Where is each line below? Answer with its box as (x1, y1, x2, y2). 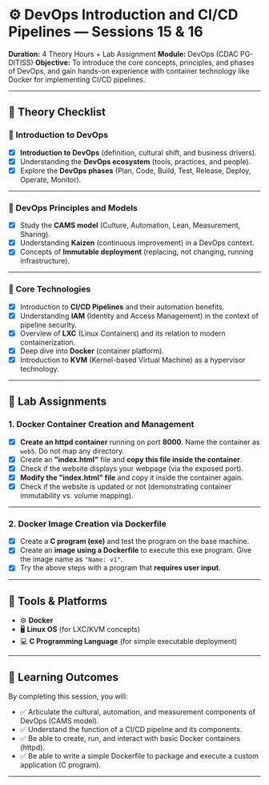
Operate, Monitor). (19, 175, 82, 184)
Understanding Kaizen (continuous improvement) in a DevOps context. (19, 238, 255, 248)
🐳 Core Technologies (8, 284, 91, 295)
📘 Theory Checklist (8, 106, 106, 119)
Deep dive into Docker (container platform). (19, 346, 164, 356)
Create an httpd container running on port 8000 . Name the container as (19, 437, 260, 446)
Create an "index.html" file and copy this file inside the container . (19, 454, 243, 464)
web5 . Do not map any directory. (19, 446, 125, 456)
